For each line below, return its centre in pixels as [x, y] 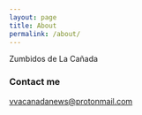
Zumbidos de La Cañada [54, 59]
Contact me [35, 82]
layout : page [33, 17]
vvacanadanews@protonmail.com [71, 101]
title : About [33, 26]
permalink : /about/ [45, 34]
